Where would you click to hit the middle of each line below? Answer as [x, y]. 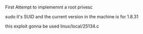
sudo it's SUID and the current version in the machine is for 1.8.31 [72, 17]
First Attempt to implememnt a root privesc [49, 7]
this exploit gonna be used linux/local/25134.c [52, 26]
